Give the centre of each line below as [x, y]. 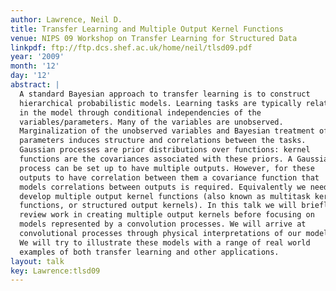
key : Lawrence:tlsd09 [55, 271]
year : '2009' [37, 57]
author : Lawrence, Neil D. [66, 19]
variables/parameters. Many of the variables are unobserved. [151, 122]
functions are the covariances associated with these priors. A [156, 159]
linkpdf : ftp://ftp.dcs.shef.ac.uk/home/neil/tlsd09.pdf [131, 47]
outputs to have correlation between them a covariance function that [169, 177]
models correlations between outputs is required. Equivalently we [163, 187]
